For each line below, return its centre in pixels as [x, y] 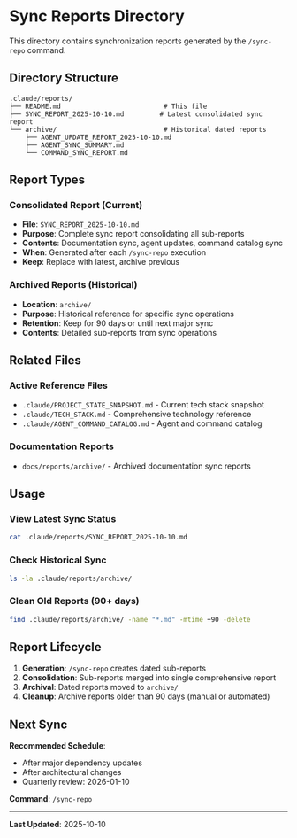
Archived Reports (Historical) [73, 285]
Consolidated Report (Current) [76, 206]
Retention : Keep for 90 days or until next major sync [118, 323]
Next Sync [38, 724]
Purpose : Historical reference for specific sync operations [128, 314]
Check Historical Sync [58, 560]
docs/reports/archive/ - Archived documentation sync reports [137, 466]
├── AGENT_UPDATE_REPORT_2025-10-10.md [99, 137]
